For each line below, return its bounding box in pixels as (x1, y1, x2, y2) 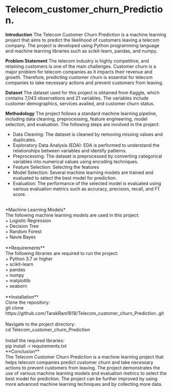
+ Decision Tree (5, 223, 39, 229)
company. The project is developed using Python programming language (5, 42, 160, 48)
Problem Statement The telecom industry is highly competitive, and (5, 57, 149, 64)
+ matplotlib (5, 277, 31, 283)
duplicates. (12, 136, 37, 143)
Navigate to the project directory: (5, 321, 75, 327)
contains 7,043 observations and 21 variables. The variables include (5, 95, 149, 101)
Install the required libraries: (5, 337, 65, 343)
